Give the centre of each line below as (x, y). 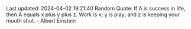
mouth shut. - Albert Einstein (41, 21)
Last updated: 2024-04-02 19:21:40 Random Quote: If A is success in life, (96, 8)
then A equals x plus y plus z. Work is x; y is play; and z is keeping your (93, 14)
